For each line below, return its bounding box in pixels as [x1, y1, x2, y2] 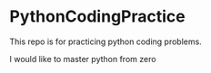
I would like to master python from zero [9, 53, 156, 64]
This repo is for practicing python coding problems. [9, 36, 202, 47]
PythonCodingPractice [9, 6, 186, 27]
